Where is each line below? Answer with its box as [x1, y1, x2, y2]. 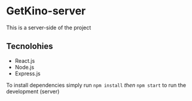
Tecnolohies [6, 41, 53, 51]
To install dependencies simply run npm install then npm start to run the [6, 81, 187, 88]
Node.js [14, 63, 35, 71]
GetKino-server [6, 4, 86, 18]
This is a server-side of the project [6, 24, 92, 31]
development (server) [6, 88, 60, 95]
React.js [14, 57, 35, 64]
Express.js [14, 70, 41, 77]
